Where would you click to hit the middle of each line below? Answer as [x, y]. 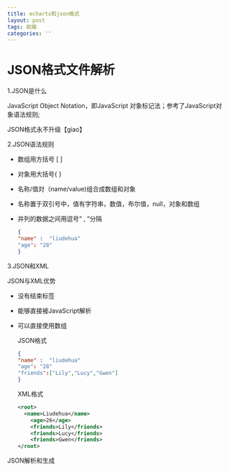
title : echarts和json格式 [43, 14]
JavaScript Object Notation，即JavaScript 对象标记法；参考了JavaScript [112, 106]
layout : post [26, 20]
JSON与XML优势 [32, 280]
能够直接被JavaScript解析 [55, 310]
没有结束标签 [36, 296]
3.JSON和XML [28, 266]
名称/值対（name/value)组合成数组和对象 [76, 189]
